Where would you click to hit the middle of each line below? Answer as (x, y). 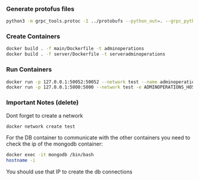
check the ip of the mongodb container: (54, 144)
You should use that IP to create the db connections (69, 172)
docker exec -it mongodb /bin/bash (50, 155)
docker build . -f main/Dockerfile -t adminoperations (75, 49)
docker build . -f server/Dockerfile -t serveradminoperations (86, 54)
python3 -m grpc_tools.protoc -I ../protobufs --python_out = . (84, 21)
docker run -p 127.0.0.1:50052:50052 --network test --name (82, 82)
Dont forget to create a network (45, 115)
